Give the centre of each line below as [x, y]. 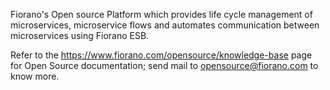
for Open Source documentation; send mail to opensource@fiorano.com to [164, 65]
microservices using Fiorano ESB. [80, 35]
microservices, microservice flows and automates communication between [165, 25]
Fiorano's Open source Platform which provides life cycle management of [161, 14]
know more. [35, 76]
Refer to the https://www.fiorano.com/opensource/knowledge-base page [161, 55]
